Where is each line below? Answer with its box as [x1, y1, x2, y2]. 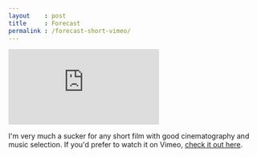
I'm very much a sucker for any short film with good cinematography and [8, 131, 250, 141]
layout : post [8, 11, 67, 20]
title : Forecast [8, 19, 81, 27]
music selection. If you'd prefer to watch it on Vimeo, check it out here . [8, 140, 243, 150]
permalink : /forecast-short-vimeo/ [8, 27, 131, 35]
